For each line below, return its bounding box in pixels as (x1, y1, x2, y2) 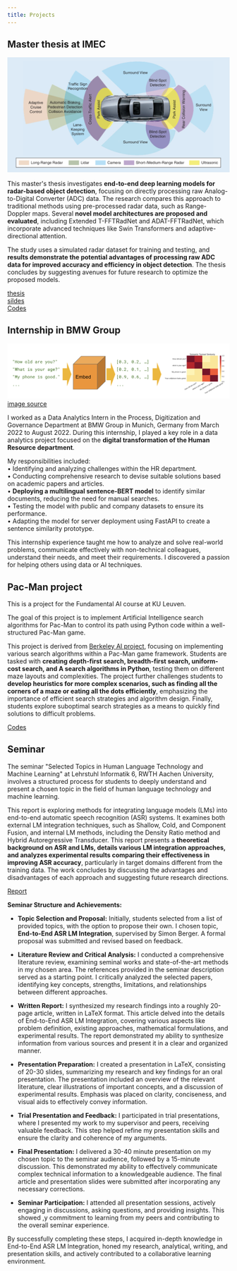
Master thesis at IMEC (7, 39, 107, 51)
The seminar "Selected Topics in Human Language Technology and (7, 762, 203, 770)
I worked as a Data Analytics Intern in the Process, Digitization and (7, 413, 201, 422)
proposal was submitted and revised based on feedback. (17, 936, 183, 945)
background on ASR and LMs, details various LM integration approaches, (7, 843, 226, 852)
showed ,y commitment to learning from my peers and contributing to (17, 1213, 220, 1222)
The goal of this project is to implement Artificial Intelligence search (7, 613, 204, 622)
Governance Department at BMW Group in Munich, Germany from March (7, 421, 220, 429)
